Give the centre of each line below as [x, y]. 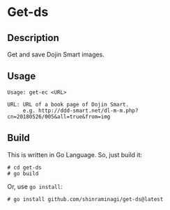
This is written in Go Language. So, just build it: [75, 154]
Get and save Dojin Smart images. [56, 54]
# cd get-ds [24, 168]
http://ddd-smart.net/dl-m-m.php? [88, 111]
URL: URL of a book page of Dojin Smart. [68, 104]
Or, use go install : [35, 186]
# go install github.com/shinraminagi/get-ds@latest [85, 199]
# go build [23, 173]
